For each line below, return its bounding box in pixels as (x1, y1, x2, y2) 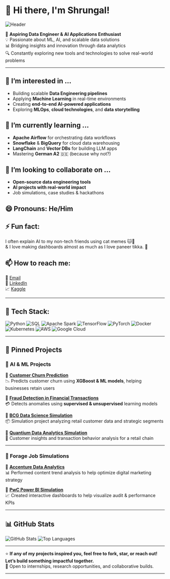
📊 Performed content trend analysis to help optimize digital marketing (5, 470, 152, 476)
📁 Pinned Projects (5, 345, 62, 354)
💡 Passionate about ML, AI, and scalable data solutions (5, 36, 120, 43)
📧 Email (5, 275, 21, 281)
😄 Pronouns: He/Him (5, 204, 73, 213)
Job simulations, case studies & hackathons (12, 190, 104, 196)
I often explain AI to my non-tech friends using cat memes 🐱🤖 (5, 238, 135, 244)
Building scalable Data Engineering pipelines (12, 90, 108, 96)
